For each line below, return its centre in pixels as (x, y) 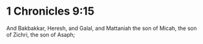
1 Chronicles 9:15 (50, 11)
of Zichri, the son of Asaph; (41, 34)
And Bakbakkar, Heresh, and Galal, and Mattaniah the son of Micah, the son (102, 28)
